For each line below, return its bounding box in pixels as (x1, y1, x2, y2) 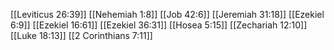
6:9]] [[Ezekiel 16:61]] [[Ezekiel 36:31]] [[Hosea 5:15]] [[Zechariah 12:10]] (10, 19, 308, 31)
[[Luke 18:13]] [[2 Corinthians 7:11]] (10, 30, 153, 41)
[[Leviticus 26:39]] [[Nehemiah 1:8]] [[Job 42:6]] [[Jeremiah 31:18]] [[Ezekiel (10, 9, 325, 20)
